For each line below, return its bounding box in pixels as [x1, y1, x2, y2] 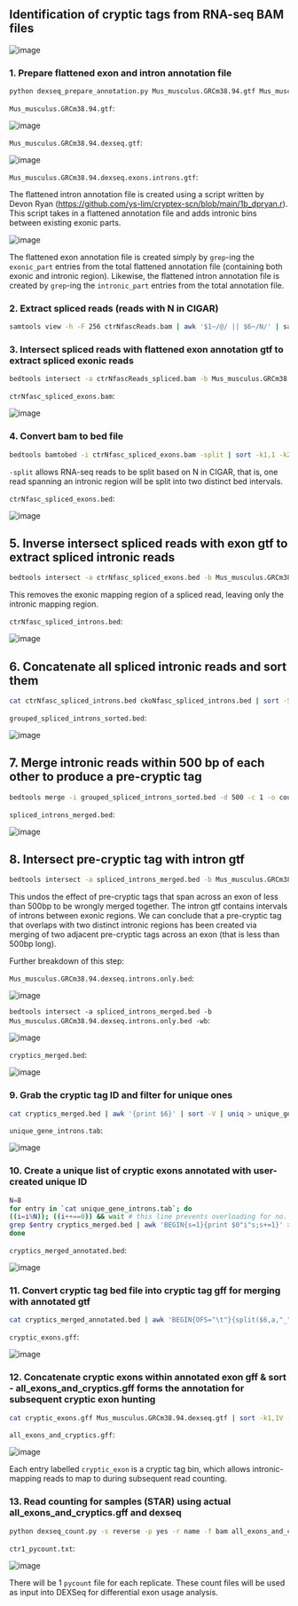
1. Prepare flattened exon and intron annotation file [9, 67, 232, 79]
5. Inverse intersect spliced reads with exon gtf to [9, 536, 288, 551]
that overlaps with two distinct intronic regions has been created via [9, 919, 257, 931]
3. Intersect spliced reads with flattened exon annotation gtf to [9, 344, 284, 356]
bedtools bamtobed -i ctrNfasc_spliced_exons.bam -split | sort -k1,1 [9, 450, 276, 459]
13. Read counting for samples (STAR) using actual [9, 1496, 231, 1508]
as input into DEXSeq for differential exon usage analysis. [9, 1586, 219, 1597]
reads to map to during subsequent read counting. [43, 1474, 228, 1484]
